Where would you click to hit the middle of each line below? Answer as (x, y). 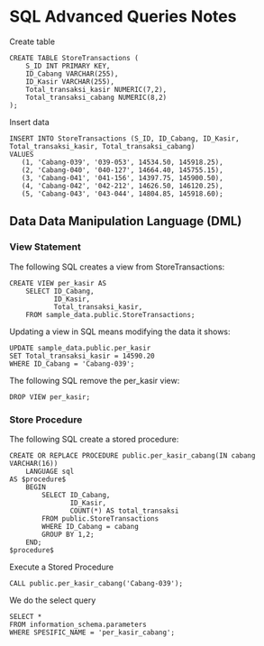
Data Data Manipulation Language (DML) (126, 221)
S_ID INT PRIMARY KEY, (68, 66)
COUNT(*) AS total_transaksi (124, 511)
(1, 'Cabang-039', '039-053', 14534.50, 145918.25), (122, 162)
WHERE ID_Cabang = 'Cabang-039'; (72, 364)
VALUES (22, 154)
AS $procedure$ (38, 479)
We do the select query (53, 600)
